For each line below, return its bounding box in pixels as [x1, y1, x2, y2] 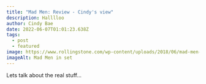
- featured [12, 44, 40, 50]
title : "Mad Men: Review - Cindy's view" [6, 9, 114, 15]
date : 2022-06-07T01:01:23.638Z [6, 26, 89, 32]
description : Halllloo [6, 15, 64, 21]
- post [12, 37, 29, 44]
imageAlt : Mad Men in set [6, 55, 72, 61]
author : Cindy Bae [6, 20, 53, 26]
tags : [6, 32, 20, 38]
